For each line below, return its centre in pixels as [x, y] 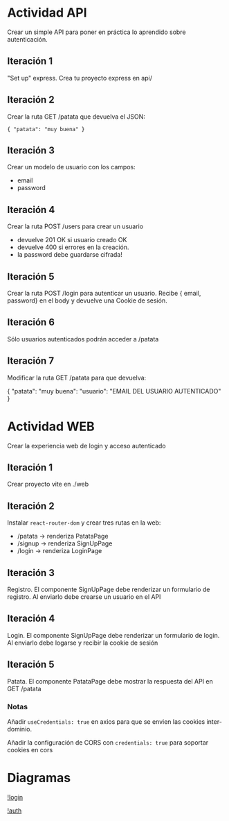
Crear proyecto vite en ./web [48, 484]
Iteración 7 [30, 361]
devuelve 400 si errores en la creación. [73, 247]
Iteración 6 [31, 322]
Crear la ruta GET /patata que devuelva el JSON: [76, 117]
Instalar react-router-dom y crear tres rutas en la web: [84, 523]
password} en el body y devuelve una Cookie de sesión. [87, 301]
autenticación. [28, 39]
